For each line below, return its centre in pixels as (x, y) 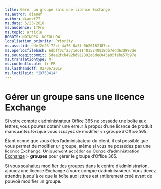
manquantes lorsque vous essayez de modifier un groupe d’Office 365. (76, 131)
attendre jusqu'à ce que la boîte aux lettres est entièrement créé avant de (79, 176)
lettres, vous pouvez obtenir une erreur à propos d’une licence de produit (79, 126)
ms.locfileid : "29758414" (31, 73)
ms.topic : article (24, 32)
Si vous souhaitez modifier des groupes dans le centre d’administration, (77, 166)
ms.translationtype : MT (29, 59)
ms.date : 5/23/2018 (25, 23)
